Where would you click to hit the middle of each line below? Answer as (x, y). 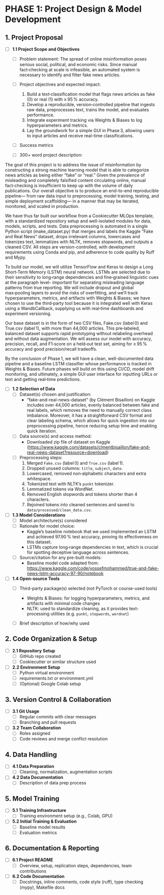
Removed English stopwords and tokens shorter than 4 (82, 494)
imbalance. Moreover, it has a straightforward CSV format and (89, 415)
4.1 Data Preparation (33, 766)
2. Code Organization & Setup (51, 639)
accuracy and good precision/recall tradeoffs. (51, 349)
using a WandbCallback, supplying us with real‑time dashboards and (74, 309)
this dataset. (39, 542)
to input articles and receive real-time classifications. (80, 136)
